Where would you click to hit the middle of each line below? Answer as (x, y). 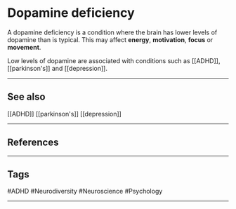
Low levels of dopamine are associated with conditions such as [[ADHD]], (114, 60)
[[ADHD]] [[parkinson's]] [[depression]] (64, 114)
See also (26, 97)
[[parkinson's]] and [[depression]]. (57, 68)
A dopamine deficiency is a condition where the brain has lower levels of (112, 32)
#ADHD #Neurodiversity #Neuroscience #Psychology (85, 191)
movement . (24, 47)
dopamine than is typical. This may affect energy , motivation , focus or (110, 39)
